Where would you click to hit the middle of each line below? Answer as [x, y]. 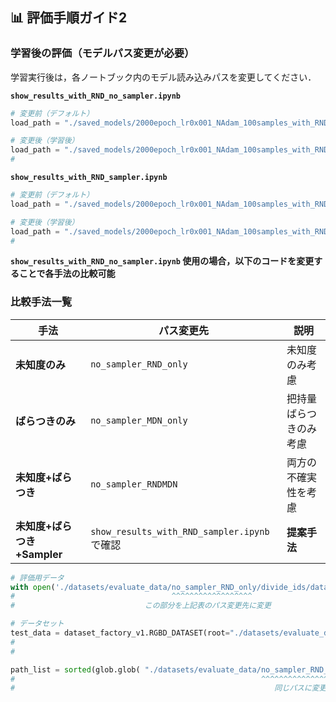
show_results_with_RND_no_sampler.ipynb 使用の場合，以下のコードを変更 [162, 261]
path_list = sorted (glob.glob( [75, 669]
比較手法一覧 [41, 302]
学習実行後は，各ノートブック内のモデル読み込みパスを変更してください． [163, 77]
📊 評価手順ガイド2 [69, 18]
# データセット [37, 624]
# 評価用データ [37, 578]
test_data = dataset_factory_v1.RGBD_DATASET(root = [120, 633]
